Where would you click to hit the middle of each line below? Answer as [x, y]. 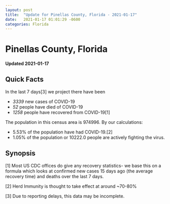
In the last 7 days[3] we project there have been [55, 91]
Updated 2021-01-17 [27, 63]
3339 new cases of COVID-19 [44, 101]
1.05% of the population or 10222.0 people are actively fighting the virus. [89, 137]
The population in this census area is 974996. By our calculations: [74, 122]
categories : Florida [27, 24]
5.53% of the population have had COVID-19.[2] [62, 132]
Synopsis [20, 154]
